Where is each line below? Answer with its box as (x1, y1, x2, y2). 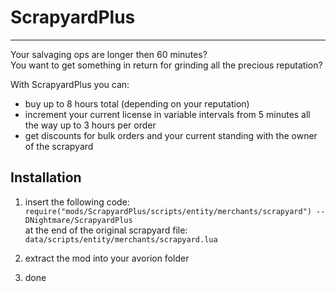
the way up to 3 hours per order (24, 119, 157, 131)
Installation (10, 169, 82, 186)
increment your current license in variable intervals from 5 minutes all (24, 108, 311, 120)
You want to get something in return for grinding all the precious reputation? (10, 59, 323, 71)
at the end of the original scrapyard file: (24, 224, 188, 236)
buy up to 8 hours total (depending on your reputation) (24, 97, 250, 110)
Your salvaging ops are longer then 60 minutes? (10, 48, 208, 60)
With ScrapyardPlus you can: (10, 78, 130, 90)
